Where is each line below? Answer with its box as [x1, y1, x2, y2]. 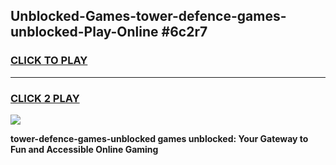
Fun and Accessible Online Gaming [10, 143, 159, 155]
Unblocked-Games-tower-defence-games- [10, 8, 287, 25]
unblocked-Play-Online [10, 24, 159, 41]
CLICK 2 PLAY [10, 91, 80, 105]
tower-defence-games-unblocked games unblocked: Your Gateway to [10, 132, 309, 144]
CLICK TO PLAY [10, 54, 88, 68]
